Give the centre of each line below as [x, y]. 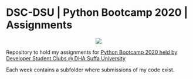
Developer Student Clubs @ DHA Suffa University [66, 58]
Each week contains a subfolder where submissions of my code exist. [90, 70]
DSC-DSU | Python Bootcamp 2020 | [97, 13]
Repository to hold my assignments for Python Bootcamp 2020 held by [92, 52]
